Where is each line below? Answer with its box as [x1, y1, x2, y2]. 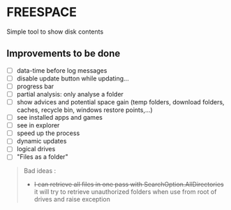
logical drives [16, 145, 56, 153]
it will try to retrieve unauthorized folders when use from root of [33, 188, 217, 196]
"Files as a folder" [16, 153, 68, 161]
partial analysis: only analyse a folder [16, 90, 124, 98]
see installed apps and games [16, 113, 103, 122]
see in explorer [16, 121, 60, 129]
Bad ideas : [23, 167, 57, 175]
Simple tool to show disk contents [6, 27, 104, 36]
